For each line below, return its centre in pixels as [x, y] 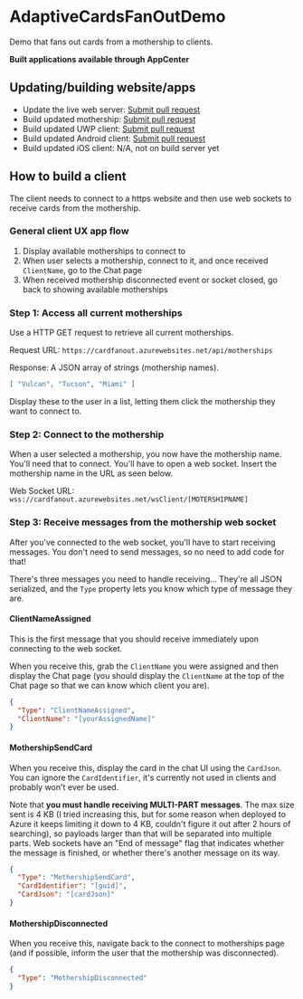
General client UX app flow [69, 231]
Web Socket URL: [42, 491]
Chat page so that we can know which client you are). [109, 685]
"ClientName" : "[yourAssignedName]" [86, 718]
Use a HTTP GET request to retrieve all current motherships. [122, 333]
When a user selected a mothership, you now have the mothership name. [146, 454]
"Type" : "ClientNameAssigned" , [76, 710]
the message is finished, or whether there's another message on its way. [145, 852]
